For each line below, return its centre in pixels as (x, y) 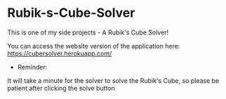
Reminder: (32, 67)
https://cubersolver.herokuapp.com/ (60, 53)
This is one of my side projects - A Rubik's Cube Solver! (88, 32)
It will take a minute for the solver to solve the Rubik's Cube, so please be (113, 80)
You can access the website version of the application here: (94, 46)
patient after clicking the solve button (61, 88)
